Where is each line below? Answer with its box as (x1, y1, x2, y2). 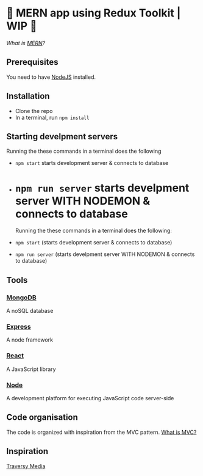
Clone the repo (15, 107, 53, 114)
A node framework (6, 336, 54, 343)
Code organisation (6, 412, 78, 423)
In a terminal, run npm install (15, 114, 90, 121)
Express (6, 322, 32, 331)
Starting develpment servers (6, 131, 118, 142)
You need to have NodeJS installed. (6, 73, 96, 81)
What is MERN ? (6, 39, 46, 46)
